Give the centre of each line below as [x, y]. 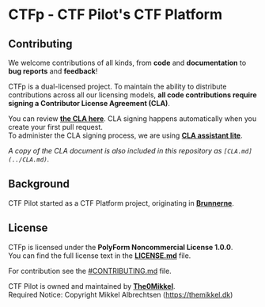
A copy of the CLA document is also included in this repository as [115, 151]
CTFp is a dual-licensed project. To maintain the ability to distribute [117, 86]
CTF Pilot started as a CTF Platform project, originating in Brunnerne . [121, 203]
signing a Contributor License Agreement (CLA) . [89, 103]
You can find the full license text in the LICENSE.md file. [100, 256]
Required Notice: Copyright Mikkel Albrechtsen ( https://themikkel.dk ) [121, 294]
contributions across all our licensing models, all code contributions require [132, 95]
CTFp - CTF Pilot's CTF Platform [115, 15]
